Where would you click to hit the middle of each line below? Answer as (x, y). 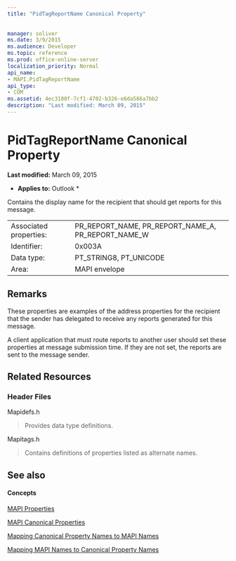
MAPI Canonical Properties (46, 522)
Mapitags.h (24, 439)
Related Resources (49, 377)
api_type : (22, 86)
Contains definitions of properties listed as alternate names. (111, 453)
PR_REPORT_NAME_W (112, 234)
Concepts (22, 493)
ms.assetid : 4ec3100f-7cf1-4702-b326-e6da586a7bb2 (83, 99)
